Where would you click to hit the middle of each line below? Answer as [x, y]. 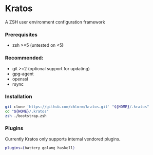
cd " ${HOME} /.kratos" [27, 111]
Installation [19, 97]
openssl [20, 79]
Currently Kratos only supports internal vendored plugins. [63, 139]
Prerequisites [21, 35]
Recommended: [24, 58]
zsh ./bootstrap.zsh [26, 116]
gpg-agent [23, 74]
